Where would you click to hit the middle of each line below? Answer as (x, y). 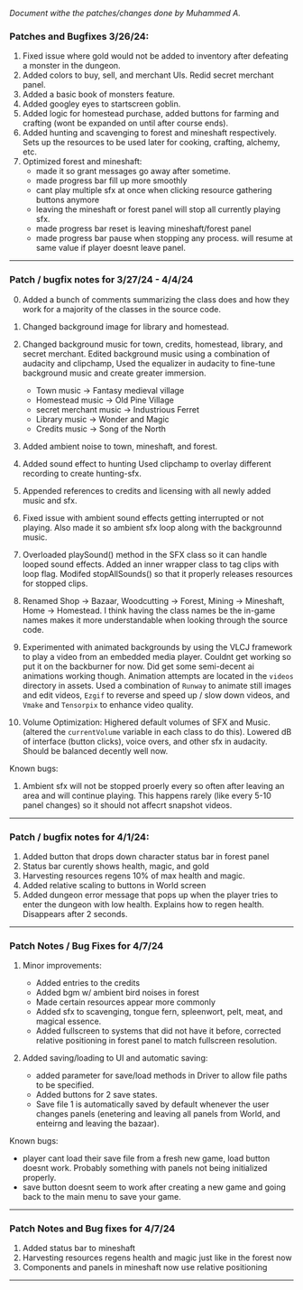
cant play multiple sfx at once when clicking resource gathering (154, 190)
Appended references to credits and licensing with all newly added (147, 490)
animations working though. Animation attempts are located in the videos (158, 675)
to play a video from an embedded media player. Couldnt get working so (156, 656)
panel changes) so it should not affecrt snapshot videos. (127, 805)
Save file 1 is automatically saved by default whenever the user (152, 1104)
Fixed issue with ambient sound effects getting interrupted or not (143, 517)
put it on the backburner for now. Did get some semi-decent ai (138, 666)
